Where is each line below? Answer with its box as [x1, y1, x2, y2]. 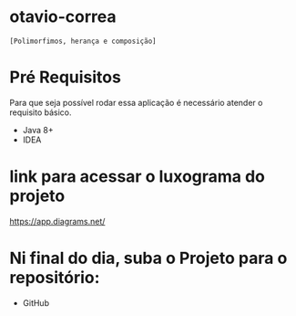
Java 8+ [22, 124, 54, 135]
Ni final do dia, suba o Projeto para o [9, 248, 288, 269]
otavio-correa [9, 6, 117, 27]
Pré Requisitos [9, 67, 121, 88]
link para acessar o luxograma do [9, 166, 266, 187]
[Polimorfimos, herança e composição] [9, 37, 157, 46]
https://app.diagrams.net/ [9, 216, 106, 226]
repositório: [9, 268, 100, 288]
